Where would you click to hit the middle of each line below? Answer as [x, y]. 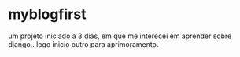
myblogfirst [47, 14]
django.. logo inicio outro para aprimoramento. [83, 44]
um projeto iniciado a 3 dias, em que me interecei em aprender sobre [120, 36]
